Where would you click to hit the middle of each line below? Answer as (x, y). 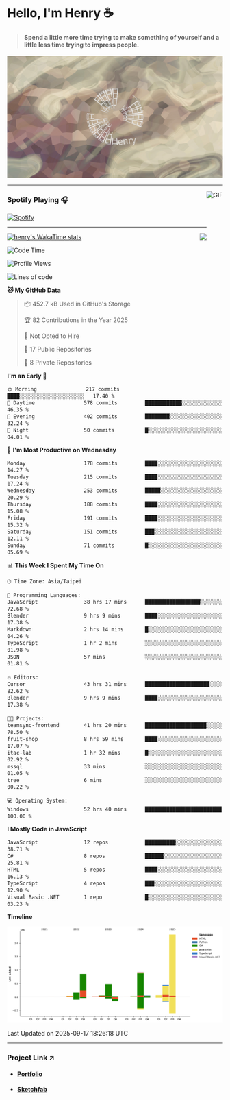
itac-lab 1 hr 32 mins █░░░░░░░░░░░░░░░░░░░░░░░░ (115, 753)
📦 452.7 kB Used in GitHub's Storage (77, 304)
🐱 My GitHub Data (34, 290)
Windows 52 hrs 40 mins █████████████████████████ (115, 809)
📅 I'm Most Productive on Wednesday (62, 450)
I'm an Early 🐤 (27, 376)
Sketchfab (32, 1090)
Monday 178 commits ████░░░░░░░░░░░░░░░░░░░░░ (115, 463)
